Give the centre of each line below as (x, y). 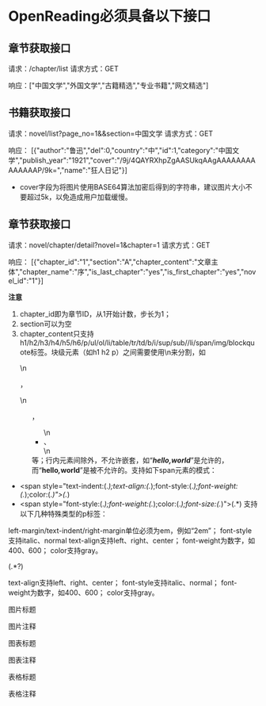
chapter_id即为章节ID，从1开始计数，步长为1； (95, 313)
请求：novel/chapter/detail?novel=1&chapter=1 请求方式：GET (109, 245)
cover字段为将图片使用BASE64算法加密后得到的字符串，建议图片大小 (132, 186)
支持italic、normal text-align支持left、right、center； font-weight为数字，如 (132, 540)
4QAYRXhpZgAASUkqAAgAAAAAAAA (193, 160)
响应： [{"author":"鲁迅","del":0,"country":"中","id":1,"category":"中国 (120, 150)
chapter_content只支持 (57, 333)
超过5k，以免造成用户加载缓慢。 (79, 197)
